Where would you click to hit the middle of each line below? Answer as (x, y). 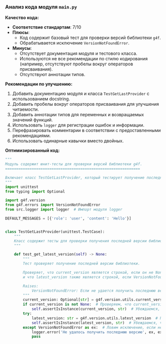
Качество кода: (22, 18)
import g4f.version (25, 200)
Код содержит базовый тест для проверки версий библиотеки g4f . (90, 38)
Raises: (31, 286)
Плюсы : (21, 33)
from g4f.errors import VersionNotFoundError (53, 205)
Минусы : (22, 48)
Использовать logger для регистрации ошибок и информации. (78, 125)
